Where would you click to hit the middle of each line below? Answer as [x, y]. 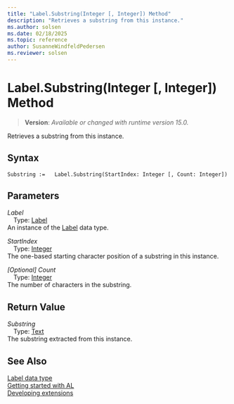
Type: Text [29, 332]
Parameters [33, 196]
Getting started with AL [41, 386]
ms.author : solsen [34, 27]
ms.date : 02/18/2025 [38, 33]
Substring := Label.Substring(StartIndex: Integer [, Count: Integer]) [118, 174]
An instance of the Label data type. [58, 228]
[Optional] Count [32, 270]
